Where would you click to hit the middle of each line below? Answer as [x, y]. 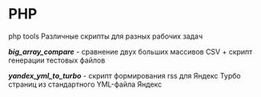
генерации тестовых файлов [57, 60]
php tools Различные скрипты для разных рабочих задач [106, 36]
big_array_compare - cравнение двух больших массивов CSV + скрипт [130, 51]
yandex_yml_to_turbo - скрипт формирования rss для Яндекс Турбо [125, 75]
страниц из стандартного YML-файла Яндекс [85, 84]
